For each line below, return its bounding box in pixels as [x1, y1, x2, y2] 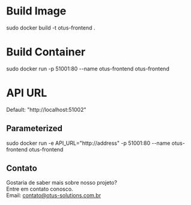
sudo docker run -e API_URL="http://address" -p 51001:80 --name [6, 139, 171, 147]
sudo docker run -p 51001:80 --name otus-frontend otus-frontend [6, 65, 169, 72]
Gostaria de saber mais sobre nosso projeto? [6, 179, 117, 186]
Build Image [6, 4, 67, 18]
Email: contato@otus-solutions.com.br [6, 192, 101, 199]
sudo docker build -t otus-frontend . [6, 24, 95, 31]
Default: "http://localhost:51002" [6, 106, 86, 113]
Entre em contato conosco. [6, 185, 73, 193]
